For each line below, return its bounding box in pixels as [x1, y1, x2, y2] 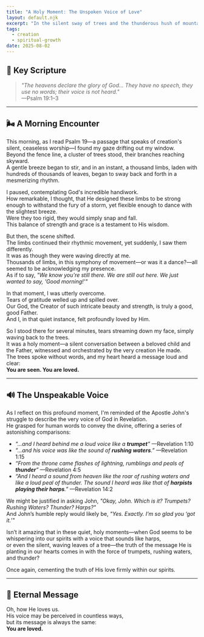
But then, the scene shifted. [6, 232, 76, 240]
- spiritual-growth [12, 37, 61, 43]
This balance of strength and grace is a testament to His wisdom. [6, 220, 169, 228]
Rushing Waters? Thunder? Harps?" [6, 504, 97, 511]
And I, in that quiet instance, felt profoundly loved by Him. [6, 315, 151, 322]
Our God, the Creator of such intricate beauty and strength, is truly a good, [6, 302, 194, 310]
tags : [6, 26, 20, 32]
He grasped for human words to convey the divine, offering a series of [6, 422, 182, 430]
